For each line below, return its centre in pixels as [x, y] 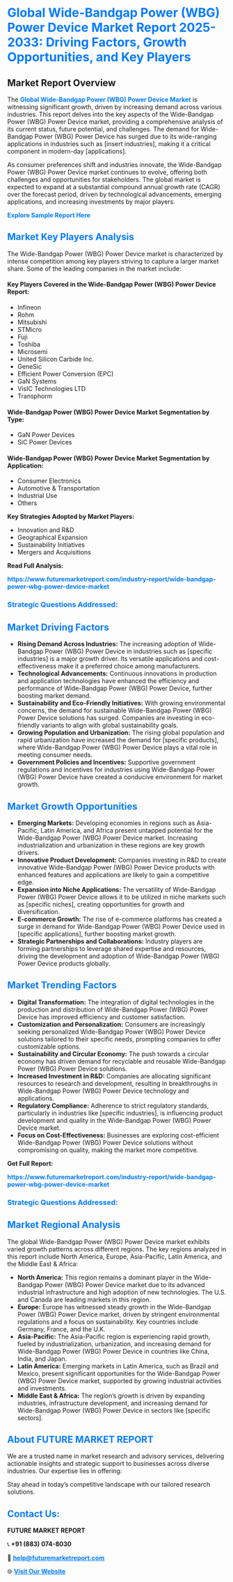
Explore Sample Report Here [49, 215]
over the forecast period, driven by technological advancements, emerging [114, 194]
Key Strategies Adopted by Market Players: [71, 517]
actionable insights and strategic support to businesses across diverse [109, 1464]
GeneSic [30, 367]
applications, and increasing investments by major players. [91, 202]
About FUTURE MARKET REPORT [81, 1439]
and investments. [42, 1388]
